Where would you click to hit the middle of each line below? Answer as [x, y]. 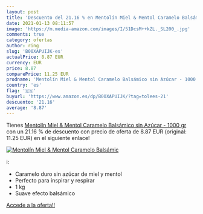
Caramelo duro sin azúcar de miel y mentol [68, 174]
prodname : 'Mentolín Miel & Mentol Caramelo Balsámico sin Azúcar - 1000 [101, 79]
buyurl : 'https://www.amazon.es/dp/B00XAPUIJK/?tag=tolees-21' [88, 96]
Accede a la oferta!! [31, 205]
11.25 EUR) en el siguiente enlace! [48, 138]
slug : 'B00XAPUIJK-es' [35, 52]
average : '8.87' [27, 108]
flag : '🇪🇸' [21, 91]
